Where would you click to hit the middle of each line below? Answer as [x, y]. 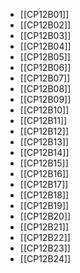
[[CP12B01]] [44, 14]
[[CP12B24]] [45, 258]
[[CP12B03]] [45, 35]
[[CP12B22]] [45, 237]
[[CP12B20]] [45, 216]
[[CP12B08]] [45, 88]
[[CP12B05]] [45, 57]
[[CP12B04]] [45, 46]
